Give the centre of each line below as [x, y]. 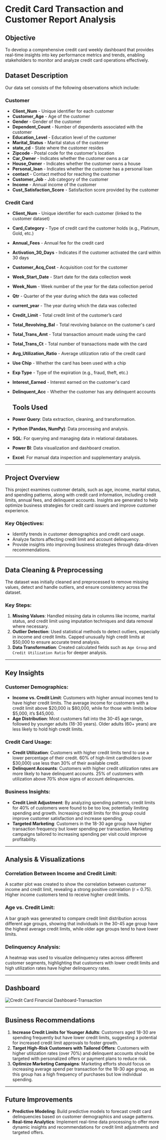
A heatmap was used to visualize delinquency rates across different [74, 957]
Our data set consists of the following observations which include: [72, 87]
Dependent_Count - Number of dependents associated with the [78, 127]
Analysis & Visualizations [45, 860]
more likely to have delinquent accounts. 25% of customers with [78, 774]
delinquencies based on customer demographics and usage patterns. [83, 1117]
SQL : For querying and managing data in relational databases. [75, 439]
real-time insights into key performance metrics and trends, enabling [75, 55]
